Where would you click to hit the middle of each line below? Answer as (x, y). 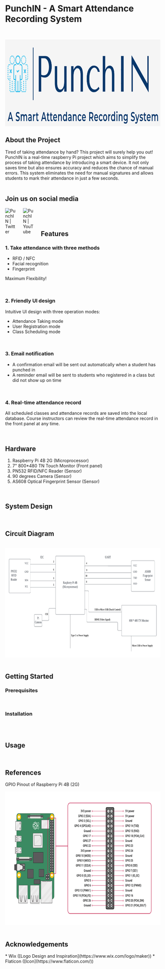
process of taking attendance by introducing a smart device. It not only (77, 162)
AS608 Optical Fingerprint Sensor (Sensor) (56, 481)
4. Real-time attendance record (43, 403)
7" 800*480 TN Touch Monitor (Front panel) (57, 466)
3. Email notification (30, 354)
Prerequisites (21, 690)
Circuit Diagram (30, 534)
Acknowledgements (37, 944)
